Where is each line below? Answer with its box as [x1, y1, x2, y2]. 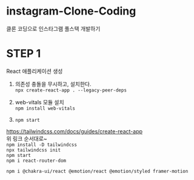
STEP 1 [6, 47, 41, 61]
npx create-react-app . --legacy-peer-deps [15, 87, 127, 93]
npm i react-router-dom [6, 158, 67, 164]
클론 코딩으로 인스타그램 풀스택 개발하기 [6, 25, 101, 32]
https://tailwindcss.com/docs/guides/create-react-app [6, 127, 143, 135]
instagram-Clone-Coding [6, 4, 136, 18]
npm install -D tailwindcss [6, 141, 78, 148]
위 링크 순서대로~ [6, 135, 47, 142]
